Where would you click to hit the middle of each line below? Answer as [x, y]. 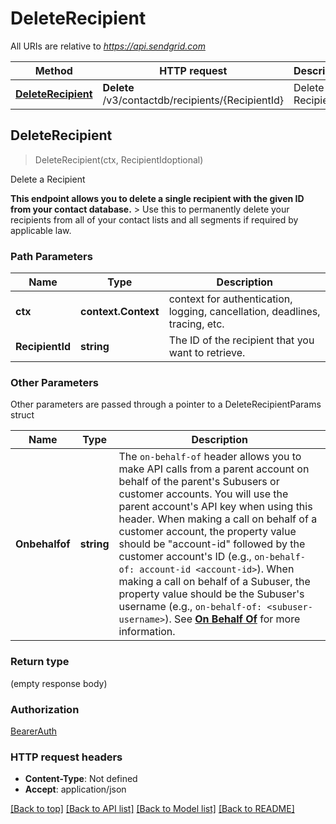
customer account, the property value [207, 532]
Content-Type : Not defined [81, 779]
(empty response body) [59, 683]
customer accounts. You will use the [203, 494]
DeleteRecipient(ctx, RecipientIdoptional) [119, 159]
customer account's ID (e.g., [185, 557]
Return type [40, 662]
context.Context [119, 312]
